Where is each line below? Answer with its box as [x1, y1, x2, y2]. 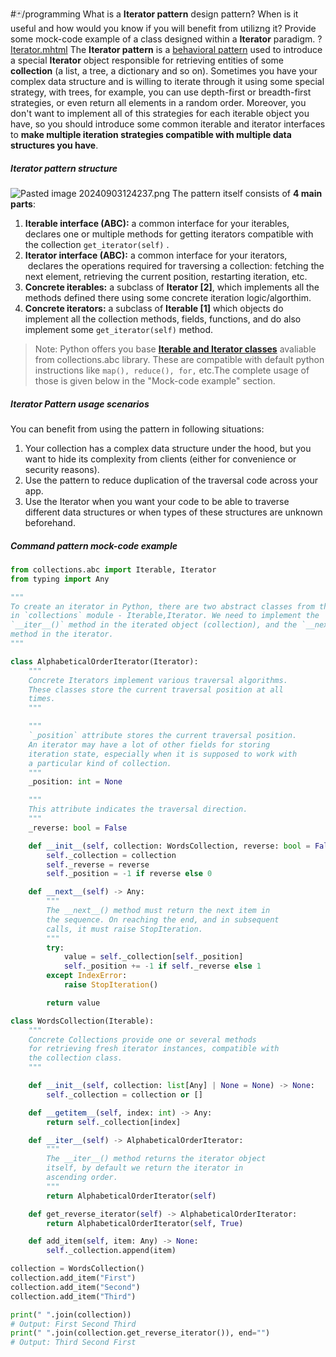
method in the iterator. [10, 629, 114, 640]
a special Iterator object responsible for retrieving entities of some [10, 54, 285, 66]
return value [46, 998, 101, 1008]
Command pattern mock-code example [10, 539, 178, 552]
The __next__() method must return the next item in [46, 906, 271, 916]
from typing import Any [10, 574, 110, 584]
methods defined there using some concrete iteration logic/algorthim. [24, 291, 312, 303]
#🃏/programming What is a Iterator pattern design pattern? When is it [10, 8, 299, 20]
